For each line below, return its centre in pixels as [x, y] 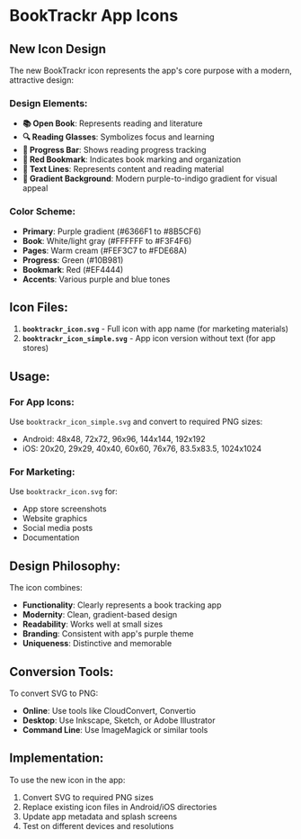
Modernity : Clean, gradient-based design [100, 615]
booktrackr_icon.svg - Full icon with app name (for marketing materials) [155, 329]
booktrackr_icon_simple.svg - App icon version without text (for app [149, 338]
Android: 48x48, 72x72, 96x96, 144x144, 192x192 [114, 439]
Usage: [30, 376]
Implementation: [57, 758]
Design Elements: [49, 103]
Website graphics [55, 519]
